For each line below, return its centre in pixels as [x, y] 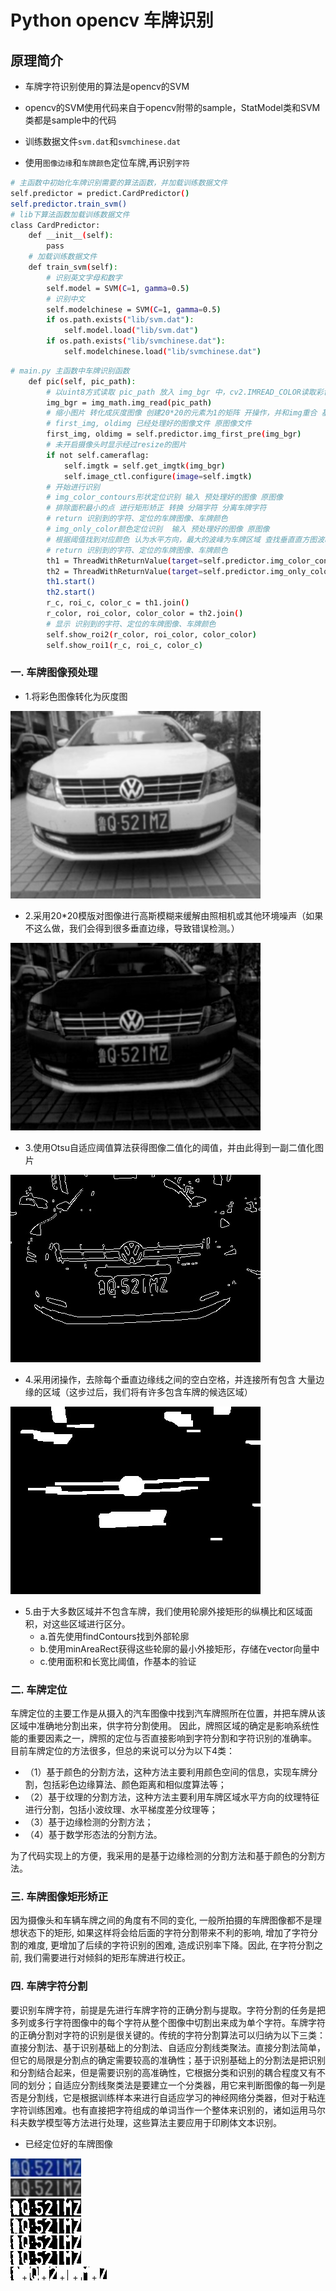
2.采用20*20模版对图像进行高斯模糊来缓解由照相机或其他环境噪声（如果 [174, 915]
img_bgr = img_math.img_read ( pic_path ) [129, 402]
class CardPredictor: [55, 225]
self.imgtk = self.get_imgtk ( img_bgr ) [144, 466]
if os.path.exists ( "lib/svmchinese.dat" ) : [136, 341]
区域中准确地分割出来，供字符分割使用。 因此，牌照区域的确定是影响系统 [160, 1726]
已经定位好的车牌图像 [68, 2143]
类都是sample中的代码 [70, 120]
